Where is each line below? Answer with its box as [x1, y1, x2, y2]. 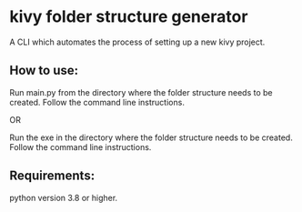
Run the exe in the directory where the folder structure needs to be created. [9, 132, 293, 143]
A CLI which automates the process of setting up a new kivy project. [9, 36, 266, 47]
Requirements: [9, 168, 96, 184]
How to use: [9, 63, 79, 78]
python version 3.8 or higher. [9, 192, 118, 203]
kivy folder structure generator [9, 6, 248, 27]
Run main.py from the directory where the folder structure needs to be [9, 86, 273, 97]
